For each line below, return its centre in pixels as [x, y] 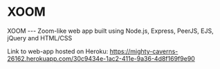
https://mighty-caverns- [144, 51]
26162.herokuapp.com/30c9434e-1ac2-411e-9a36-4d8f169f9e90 [101, 58]
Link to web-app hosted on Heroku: [58, 51]
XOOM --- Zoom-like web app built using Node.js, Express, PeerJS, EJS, [110, 31]
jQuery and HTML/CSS [40, 38]
